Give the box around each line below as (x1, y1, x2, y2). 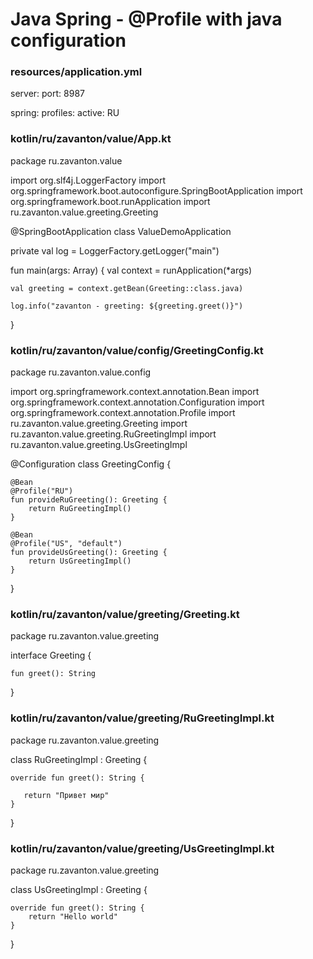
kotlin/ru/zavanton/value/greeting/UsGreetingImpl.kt (10, 841, 275, 855)
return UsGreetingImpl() (28, 556, 132, 567)
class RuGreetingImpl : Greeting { (10, 753, 148, 765)
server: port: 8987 (10, 88, 85, 100)
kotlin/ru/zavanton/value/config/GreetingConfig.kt (10, 343, 264, 357)
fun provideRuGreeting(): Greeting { (10, 495, 168, 505)
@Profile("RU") (10, 486, 74, 497)
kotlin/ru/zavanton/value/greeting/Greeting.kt (10, 608, 240, 621)
